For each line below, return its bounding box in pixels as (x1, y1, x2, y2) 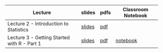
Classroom (123, 6, 149, 13)
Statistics (7, 26, 29, 33)
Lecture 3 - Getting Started (7, 34, 70, 40)
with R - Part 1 (7, 40, 41, 47)
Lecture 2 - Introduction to (7, 20, 69, 27)
